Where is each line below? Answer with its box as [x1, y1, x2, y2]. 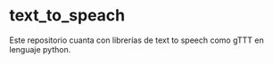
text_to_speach [9, 5, 126, 26]
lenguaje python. [9, 44, 71, 54]
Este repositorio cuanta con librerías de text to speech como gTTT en [9, 35, 265, 45]
